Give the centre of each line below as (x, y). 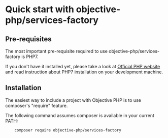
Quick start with (40, 9)
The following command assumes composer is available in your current (80, 115)
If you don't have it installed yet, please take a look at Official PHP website (83, 66)
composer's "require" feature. (37, 105)
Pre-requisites (28, 39)
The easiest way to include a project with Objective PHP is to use (73, 100)
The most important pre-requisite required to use (57, 51)
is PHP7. (30, 57)
